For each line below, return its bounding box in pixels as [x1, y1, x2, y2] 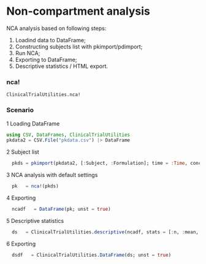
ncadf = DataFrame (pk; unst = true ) [12, 206, 112, 213]
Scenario [6, 106, 34, 115]
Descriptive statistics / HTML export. [15, 62, 109, 70]
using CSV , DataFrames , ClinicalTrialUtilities [6, 132, 131, 138]
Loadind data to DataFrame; [15, 36, 86, 43]
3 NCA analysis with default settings [6, 172, 98, 179]
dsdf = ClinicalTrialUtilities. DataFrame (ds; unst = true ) [12, 252, 172, 258]
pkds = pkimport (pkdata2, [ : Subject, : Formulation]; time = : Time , [12, 160, 188, 167]
